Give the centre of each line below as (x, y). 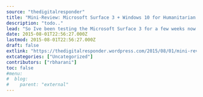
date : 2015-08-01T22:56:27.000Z (47, 34)
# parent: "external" (37, 85)
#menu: (14, 74)
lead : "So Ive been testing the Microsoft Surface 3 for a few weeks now (101, 29)
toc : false (20, 68)
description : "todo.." (35, 23)
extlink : (17, 51)
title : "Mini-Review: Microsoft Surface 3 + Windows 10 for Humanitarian (101, 17)
